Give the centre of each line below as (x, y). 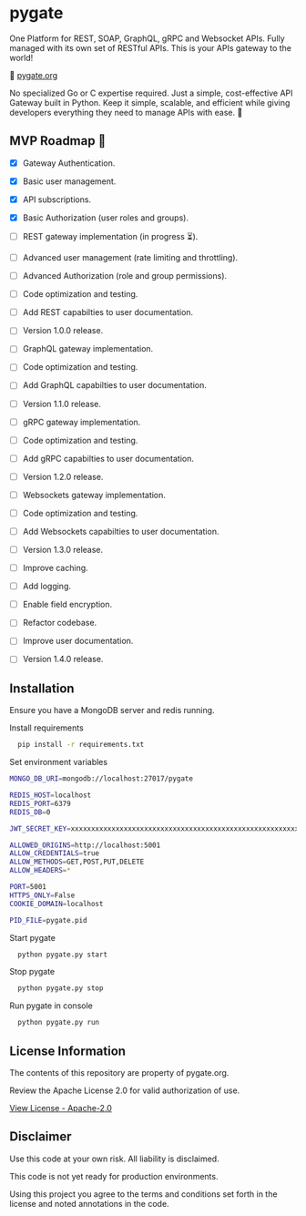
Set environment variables (58, 762)
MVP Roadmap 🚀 (58, 141)
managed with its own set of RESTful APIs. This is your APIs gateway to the (151, 47)
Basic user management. (69, 181)
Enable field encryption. (67, 605)
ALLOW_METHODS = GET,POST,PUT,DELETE (77, 862)
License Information (67, 1051)
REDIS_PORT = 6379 (40, 803)
